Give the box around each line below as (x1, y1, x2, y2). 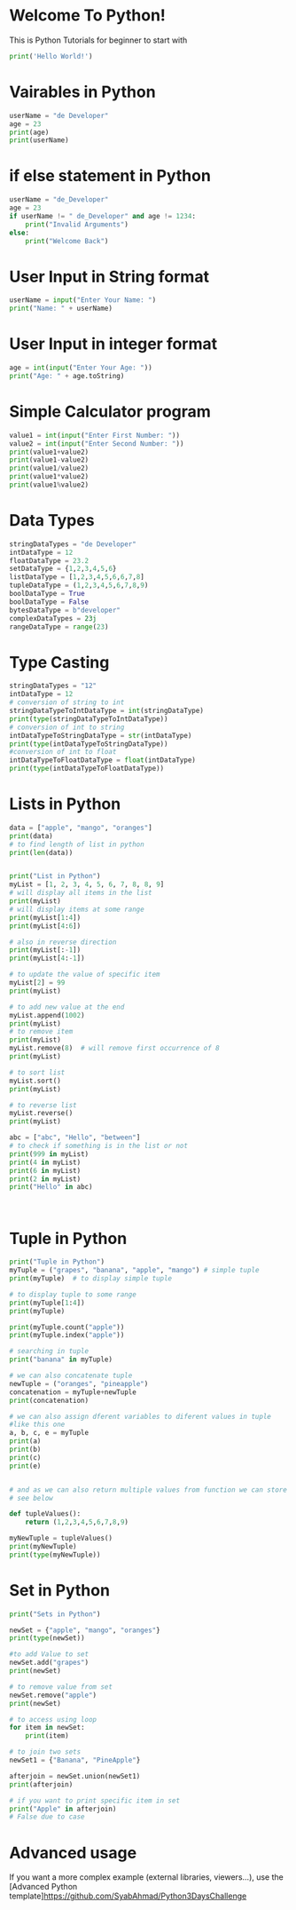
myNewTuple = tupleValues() (9, 1534, 113, 1543)
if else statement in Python (9, 166, 211, 186)
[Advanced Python (9, 1882, 78, 1892)
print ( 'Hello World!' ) (9, 52, 93, 60)
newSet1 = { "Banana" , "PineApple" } (9, 1755, 141, 1765)
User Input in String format (9, 266, 210, 287)
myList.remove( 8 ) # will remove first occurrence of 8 (9, 1044, 220, 1053)
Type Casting (9, 652, 110, 672)
